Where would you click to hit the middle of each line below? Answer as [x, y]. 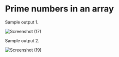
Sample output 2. [22, 40]
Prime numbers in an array [59, 9]
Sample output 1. [22, 22]
